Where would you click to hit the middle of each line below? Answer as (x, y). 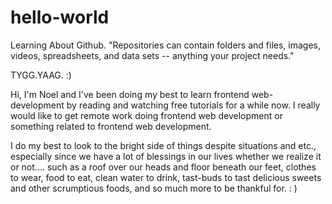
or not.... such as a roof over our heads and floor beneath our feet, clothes (163, 167)
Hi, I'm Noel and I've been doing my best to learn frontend (130, 94)
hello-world (60, 17)
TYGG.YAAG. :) (41, 75)
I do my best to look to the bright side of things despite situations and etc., (163, 145)
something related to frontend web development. (111, 126)
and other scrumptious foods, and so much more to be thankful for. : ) (154, 188)
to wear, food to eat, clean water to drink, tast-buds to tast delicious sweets (166, 177)
